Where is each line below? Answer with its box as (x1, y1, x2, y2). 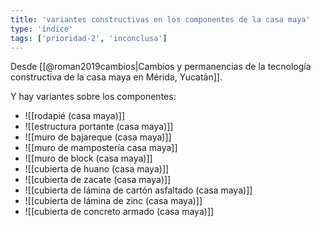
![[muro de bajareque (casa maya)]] (24, 131, 172, 143)
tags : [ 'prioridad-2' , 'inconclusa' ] (10, 33, 168, 43)
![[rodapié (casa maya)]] (24, 110, 125, 122)
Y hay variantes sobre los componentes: (10, 91, 177, 103)
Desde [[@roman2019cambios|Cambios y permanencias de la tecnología (10, 61, 312, 73)
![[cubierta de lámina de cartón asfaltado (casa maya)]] (24, 184, 253, 196)
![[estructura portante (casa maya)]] (24, 121, 174, 133)
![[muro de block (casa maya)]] (24, 152, 153, 165)
